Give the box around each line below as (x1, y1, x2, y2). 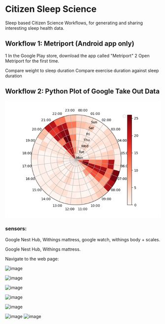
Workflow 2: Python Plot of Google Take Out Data (5, 87, 160, 96)
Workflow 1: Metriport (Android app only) (5, 40, 134, 48)
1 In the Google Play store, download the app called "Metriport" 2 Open (5, 53, 150, 58)
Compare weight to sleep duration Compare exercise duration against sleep (5, 67, 159, 73)
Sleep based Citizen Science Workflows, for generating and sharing (5, 20, 143, 26)
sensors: (5, 225, 27, 232)
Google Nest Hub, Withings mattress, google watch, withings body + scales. (5, 236, 161, 242)
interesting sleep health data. (5, 25, 65, 31)
